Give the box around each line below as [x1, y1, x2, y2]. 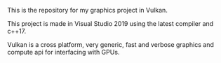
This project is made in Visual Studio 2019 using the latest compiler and [7, 20, 214, 27]
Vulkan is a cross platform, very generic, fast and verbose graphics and [7, 41, 214, 48]
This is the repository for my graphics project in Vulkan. [7, 6, 168, 14]
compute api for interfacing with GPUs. [7, 48, 120, 56]
